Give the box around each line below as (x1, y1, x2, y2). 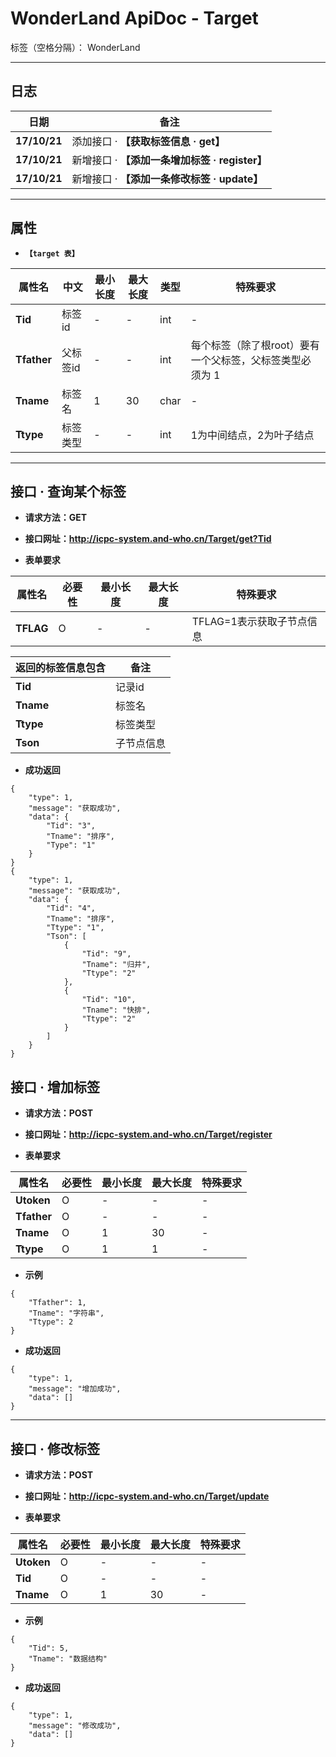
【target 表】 (24, 248, 80, 259)
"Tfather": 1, (28, 1298, 87, 1308)
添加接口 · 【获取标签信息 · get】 (71, 134, 226, 148)
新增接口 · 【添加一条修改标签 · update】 (71, 172, 264, 186)
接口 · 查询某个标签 (10, 483, 127, 500)
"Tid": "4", (46, 903, 97, 914)
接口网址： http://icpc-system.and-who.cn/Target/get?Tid (24, 533, 272, 545)
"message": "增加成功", (28, 1384, 122, 1394)
